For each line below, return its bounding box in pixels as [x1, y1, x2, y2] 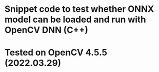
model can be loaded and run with [4, 14, 146, 25]
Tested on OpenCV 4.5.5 [4, 47, 108, 58]
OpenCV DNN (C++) [4, 25, 88, 36]
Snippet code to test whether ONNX [4, 3, 155, 15]
